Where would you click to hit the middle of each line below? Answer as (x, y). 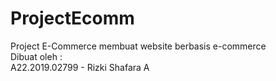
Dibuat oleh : (36, 56)
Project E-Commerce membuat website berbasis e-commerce (138, 46)
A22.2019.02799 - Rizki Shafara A (80, 67)
